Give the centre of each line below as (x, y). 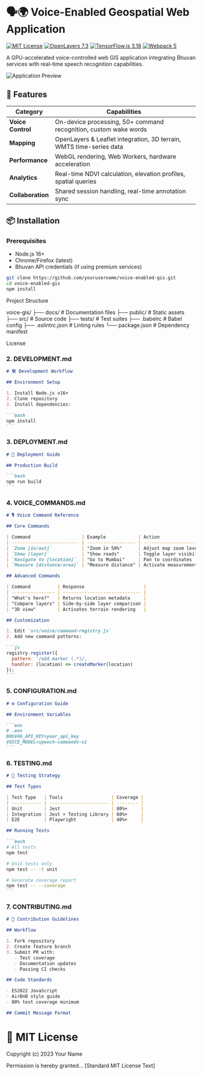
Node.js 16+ (30, 254)
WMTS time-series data (89, 147)
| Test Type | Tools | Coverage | (75, 797)
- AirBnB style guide (33, 997)
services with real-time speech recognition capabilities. (75, 64)
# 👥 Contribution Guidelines (43, 919)
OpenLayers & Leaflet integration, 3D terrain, (118, 139)
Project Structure (27, 301)
